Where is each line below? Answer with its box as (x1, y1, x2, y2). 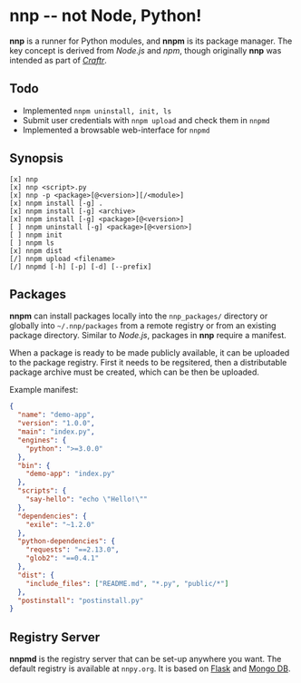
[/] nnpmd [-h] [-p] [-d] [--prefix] (9, 262, 152, 271)
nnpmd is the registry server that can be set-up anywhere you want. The (9, 654, 282, 665)
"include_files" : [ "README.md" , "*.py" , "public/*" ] (25, 579, 229, 588)
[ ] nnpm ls (9, 238, 54, 248)
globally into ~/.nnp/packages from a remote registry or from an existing (9, 320, 277, 331)
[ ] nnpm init (9, 230, 63, 239)
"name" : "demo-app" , (17, 410, 95, 420)
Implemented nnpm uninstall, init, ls (22, 105, 172, 116)
